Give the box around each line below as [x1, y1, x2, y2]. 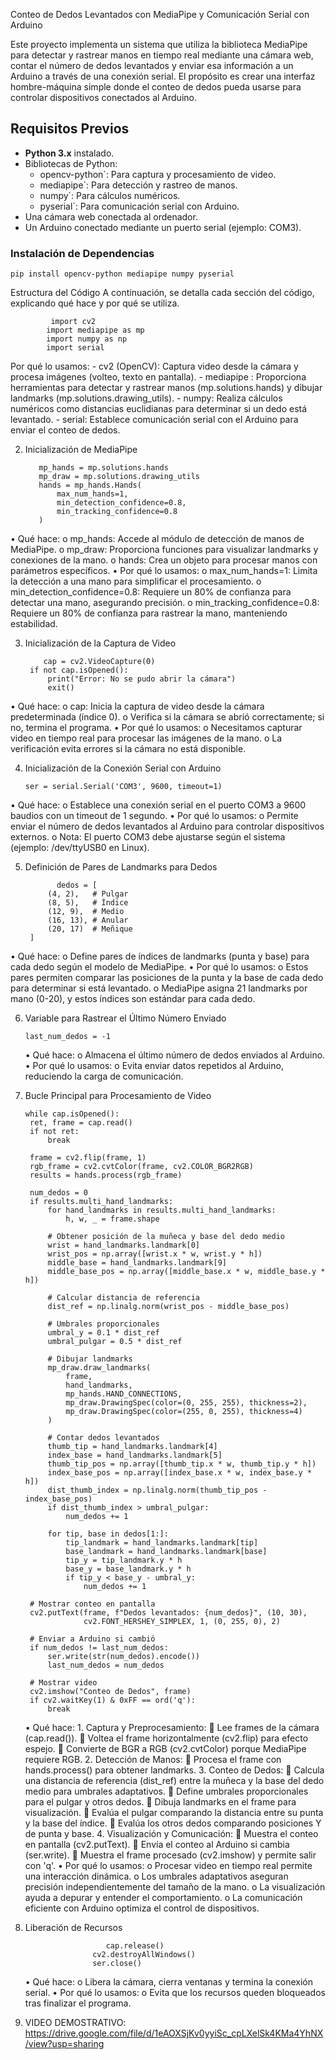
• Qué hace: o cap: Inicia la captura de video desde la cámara [10, 700, 265, 713]
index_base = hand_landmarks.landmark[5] [47, 1450, 223, 1461]
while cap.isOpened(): [24, 1109, 120, 1119]
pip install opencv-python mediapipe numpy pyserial [10, 269, 235, 279]
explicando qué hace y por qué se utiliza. [10, 297, 180, 309]
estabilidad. [10, 618, 58, 630]
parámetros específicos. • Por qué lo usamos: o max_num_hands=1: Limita [10, 565, 318, 577]
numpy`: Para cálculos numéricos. [39, 189, 181, 201]
